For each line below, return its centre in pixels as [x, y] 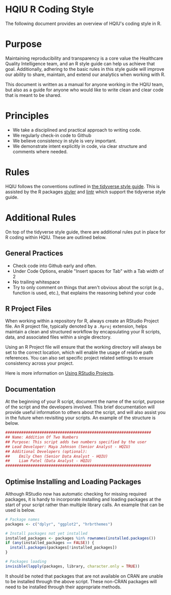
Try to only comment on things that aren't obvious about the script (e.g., [88, 287]
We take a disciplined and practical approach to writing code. [77, 130]
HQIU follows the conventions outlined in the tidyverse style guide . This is [83, 186]
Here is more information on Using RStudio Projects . [60, 373]
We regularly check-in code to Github [52, 135]
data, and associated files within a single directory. [59, 337]
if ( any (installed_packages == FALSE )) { [50, 543]
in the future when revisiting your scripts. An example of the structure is [81, 418]
